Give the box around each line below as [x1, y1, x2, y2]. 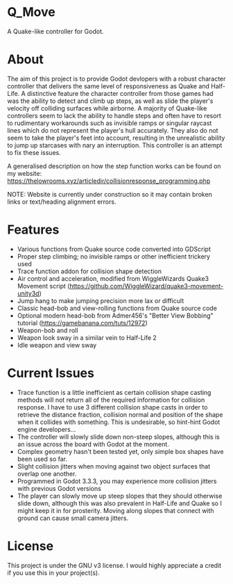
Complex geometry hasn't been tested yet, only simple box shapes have [17, 447, 224, 455]
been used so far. [17, 455, 68, 463]
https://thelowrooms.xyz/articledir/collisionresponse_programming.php [7, 177, 211, 185]
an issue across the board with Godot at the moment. [17, 439, 170, 448]
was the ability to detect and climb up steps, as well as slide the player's [7, 97, 214, 105]
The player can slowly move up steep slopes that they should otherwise [17, 492, 223, 500]
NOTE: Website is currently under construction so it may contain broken [7, 190, 213, 198]
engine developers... [17, 425, 76, 433]
